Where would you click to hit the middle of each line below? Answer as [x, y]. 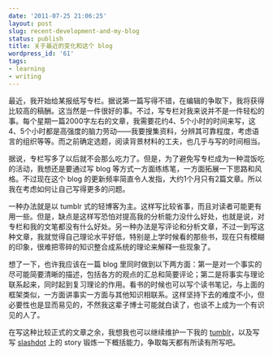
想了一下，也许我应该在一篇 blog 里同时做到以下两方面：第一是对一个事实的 [135, 264]
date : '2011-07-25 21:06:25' [58, 16]
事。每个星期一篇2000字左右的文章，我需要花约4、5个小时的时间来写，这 [132, 121]
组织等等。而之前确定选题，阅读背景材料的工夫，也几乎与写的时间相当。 [143, 141]
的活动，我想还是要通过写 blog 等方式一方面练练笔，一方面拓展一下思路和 [132, 168]
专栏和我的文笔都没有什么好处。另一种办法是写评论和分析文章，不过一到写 [133, 226]
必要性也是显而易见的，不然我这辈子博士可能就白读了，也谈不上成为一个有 [133, 305]
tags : [17, 62]
